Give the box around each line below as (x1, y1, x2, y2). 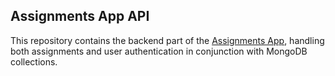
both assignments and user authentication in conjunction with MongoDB (10, 45, 308, 57)
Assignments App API (10, 8, 150, 25)
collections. (10, 55, 58, 68)
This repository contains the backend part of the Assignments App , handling (10, 34, 325, 46)
